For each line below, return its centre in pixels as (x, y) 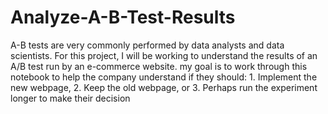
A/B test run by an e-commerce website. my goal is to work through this (159, 66)
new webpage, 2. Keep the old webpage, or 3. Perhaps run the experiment (164, 87)
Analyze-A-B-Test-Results (123, 17)
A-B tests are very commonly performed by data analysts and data (147, 45)
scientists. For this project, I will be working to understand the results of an (164, 55)
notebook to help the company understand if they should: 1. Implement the (164, 77)
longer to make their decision (70, 98)
